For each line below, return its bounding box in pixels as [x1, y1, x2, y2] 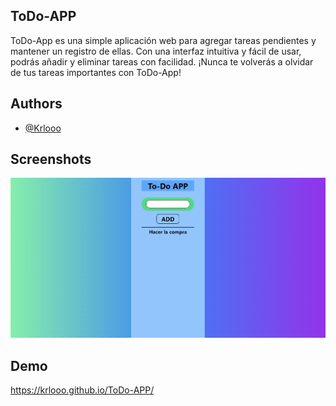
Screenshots [10, 151, 92, 168]
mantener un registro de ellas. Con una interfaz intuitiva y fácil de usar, [10, 45, 302, 57]
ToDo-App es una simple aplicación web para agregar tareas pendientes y [10, 34, 317, 46]
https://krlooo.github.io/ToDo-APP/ [10, 384, 155, 396]
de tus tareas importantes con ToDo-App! [10, 66, 182, 78]
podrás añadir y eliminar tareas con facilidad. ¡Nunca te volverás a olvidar [10, 55, 314, 68]
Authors [10, 95, 63, 113]
